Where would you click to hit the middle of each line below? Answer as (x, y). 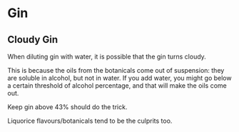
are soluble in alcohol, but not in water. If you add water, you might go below (119, 78)
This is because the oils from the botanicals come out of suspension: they (116, 70)
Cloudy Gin (33, 40)
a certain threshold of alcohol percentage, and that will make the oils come (117, 86)
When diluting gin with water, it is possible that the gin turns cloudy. (107, 56)
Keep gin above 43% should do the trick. (67, 107)
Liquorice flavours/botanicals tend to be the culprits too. (90, 121)
